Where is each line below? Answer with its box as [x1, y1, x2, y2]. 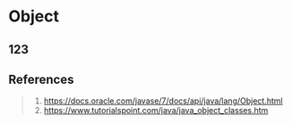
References [8, 71, 74, 87]
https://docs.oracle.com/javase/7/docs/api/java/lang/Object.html [43, 95, 283, 106]
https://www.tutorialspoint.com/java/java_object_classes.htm [43, 105, 269, 116]
